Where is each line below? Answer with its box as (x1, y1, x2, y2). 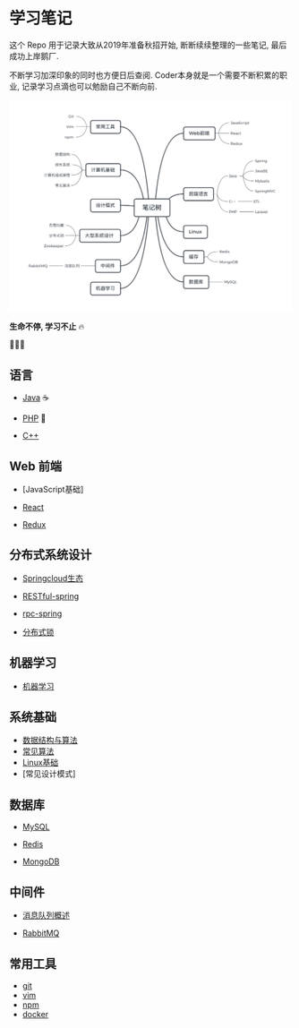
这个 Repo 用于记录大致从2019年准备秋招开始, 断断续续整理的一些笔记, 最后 (9, 39, 287, 50)
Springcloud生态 (21, 572, 83, 583)
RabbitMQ (21, 928, 60, 938)
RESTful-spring (21, 590, 80, 601)
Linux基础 (21, 758, 59, 768)
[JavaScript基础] (21, 484, 84, 495)
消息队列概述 (21, 910, 70, 921)
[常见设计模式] (21, 768, 76, 779)
